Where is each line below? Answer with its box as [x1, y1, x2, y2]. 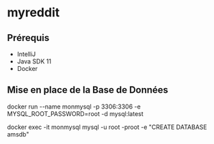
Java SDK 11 [16, 57, 51, 66]
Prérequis [7, 32, 50, 44]
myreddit [7, 5, 60, 20]
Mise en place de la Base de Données [7, 84, 169, 96]
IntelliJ [16, 50, 36, 58]
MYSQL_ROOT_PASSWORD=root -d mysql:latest [7, 109, 144, 117]
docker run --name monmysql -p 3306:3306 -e [7, 102, 142, 111]
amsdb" [7, 130, 29, 138]
